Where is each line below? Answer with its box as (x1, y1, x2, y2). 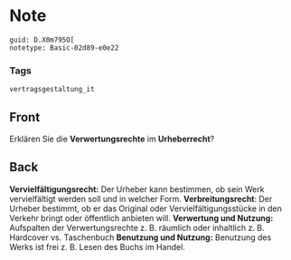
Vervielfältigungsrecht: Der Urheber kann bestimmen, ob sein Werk (9, 183, 265, 195)
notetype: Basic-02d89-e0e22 (9, 43, 119, 53)
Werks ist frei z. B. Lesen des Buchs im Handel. (9, 241, 185, 252)
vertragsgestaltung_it (9, 85, 95, 94)
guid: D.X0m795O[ (9, 35, 75, 44)
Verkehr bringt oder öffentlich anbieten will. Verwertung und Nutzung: (9, 212, 274, 223)
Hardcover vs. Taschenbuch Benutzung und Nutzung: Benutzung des (9, 232, 272, 243)
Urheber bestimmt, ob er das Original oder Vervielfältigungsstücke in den (9, 203, 283, 214)
